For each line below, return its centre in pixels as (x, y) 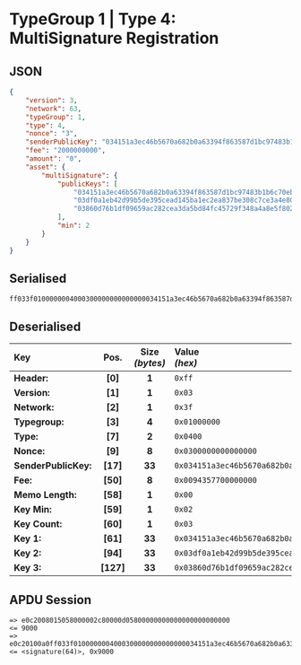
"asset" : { (46, 167)
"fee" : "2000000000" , (65, 151)
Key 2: (28, 554)
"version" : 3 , (52, 100)
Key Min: (33, 510)
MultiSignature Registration (114, 38)
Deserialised (45, 326)
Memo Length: (45, 495)
